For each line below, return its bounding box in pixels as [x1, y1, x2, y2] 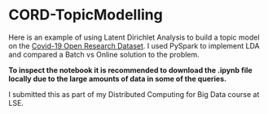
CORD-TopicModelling [8, 6, 163, 24]
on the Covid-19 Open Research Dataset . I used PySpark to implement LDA [8, 40, 260, 50]
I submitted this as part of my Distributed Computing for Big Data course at [8, 89, 260, 99]
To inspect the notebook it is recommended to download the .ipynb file [8, 65, 253, 74]
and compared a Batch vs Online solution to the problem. [8, 49, 200, 59]
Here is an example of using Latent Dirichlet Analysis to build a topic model [8, 32, 260, 42]
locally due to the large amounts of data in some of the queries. [8, 74, 226, 83]
